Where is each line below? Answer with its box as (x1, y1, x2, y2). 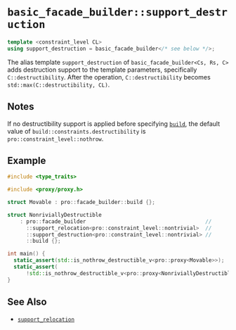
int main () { (7, 250, 46, 258)
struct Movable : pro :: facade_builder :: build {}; (7, 199, 156, 206)
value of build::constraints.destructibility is (7, 127, 146, 135)
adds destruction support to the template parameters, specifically (7, 65, 197, 74)
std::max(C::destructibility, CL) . (7, 80, 110, 89)
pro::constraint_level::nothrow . (7, 134, 104, 143)
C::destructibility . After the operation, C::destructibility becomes (7, 72, 211, 81)
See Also (7, 296, 47, 308)
